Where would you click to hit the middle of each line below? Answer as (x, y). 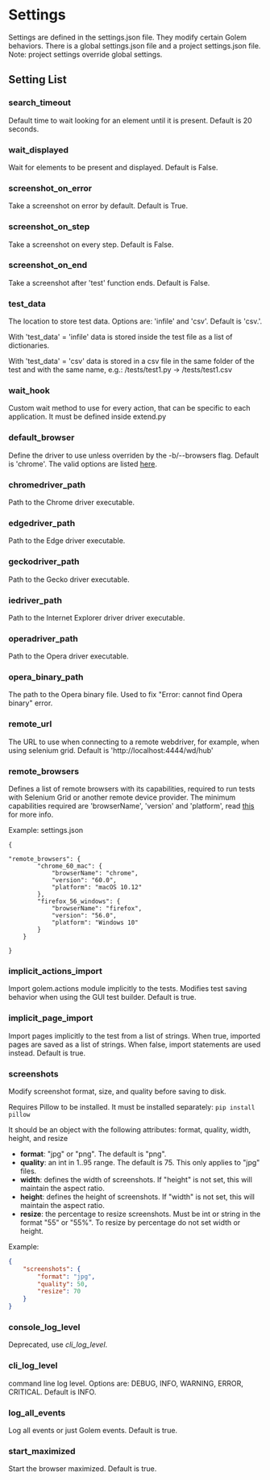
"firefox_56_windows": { (79, 901)
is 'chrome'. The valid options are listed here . (83, 464)
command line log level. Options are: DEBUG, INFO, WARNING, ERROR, (126, 1383)
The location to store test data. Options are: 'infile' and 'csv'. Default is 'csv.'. (135, 321)
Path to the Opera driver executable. (69, 656)
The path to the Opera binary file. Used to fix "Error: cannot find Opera (126, 695)
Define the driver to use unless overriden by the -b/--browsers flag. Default (134, 455)
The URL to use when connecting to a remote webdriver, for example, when (134, 742)
